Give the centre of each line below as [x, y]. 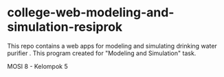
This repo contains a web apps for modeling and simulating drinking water [112, 46]
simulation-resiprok [65, 27]
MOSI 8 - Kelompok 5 [37, 66]
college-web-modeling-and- [91, 13]
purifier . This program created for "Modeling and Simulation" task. [102, 53]
